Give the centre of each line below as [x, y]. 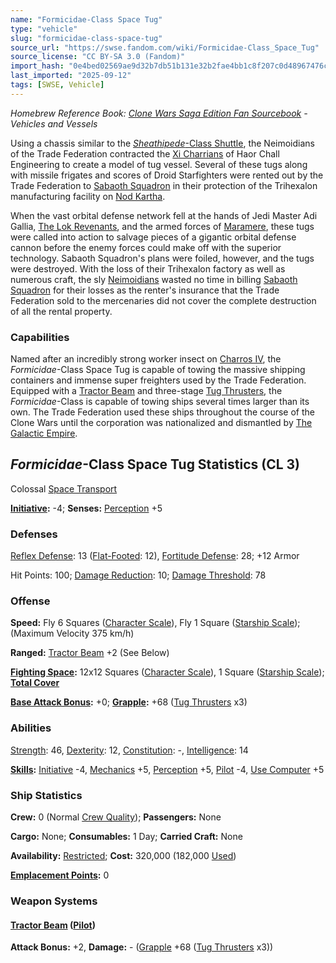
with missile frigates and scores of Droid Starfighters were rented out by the [167, 175]
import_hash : [37, 66]
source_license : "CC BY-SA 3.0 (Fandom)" [98, 57]
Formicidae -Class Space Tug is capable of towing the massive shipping [158, 370]
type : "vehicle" [44, 29]
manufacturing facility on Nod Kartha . [88, 196]
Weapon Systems [54, 901]
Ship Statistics [46, 795]
